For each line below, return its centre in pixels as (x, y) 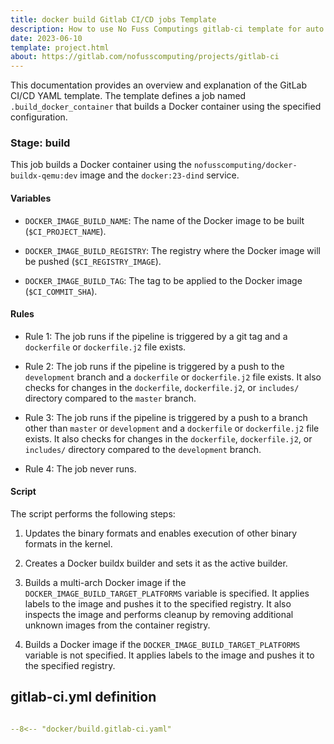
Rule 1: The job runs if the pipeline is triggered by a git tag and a (156, 336)
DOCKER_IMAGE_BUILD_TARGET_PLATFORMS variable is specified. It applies (167, 593)
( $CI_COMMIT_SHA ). (61, 291)
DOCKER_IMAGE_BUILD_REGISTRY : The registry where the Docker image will (172, 250)
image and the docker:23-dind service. (159, 175)
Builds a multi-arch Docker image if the (105, 583)
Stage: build (40, 143)
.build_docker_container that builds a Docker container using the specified (166, 107)
